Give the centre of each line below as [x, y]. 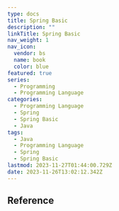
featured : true [30, 73]
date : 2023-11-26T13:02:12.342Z [55, 172]
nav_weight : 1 [28, 40]
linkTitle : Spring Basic [44, 34]
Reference [31, 201]
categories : [25, 100]
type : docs [23, 14]
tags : [15, 132]
